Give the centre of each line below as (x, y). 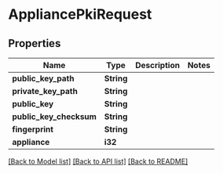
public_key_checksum (54, 117)
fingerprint (33, 129)
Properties (35, 43)
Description (157, 65)
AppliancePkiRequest (80, 14)
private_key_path (45, 91)
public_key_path (43, 78)
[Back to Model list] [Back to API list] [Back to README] (98, 161)
